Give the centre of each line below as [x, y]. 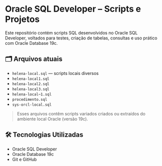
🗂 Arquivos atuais [34, 59]
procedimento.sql [30, 99]
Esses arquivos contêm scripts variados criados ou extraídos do [81, 113]
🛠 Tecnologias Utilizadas [44, 135]
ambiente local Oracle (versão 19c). [53, 119]
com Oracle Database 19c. [31, 43]
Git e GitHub [24, 159]
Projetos [22, 19]
